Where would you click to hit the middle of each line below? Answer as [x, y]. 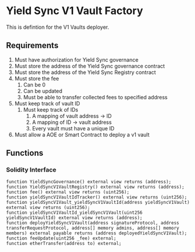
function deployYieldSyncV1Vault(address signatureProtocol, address [93, 223]
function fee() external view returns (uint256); [68, 192]
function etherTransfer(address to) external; [64, 244]
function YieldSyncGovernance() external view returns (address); [89, 182]
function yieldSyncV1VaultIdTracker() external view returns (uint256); [97, 197]
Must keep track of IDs [51, 109]
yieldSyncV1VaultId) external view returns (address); [74, 218]
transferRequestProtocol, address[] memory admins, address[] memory [93, 228]
